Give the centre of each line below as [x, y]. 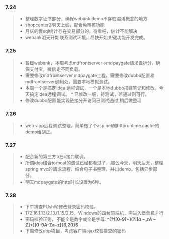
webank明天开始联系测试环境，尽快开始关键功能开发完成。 [86, 38]
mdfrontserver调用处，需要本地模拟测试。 [69, 81]
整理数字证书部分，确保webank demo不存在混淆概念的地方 [86, 19]
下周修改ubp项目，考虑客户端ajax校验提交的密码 [75, 231]
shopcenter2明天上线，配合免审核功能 [65, 25]
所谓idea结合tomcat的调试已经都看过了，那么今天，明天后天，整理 [94, 163]
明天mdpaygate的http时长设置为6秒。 [65, 182]
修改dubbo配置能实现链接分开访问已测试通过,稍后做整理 [83, 100]
